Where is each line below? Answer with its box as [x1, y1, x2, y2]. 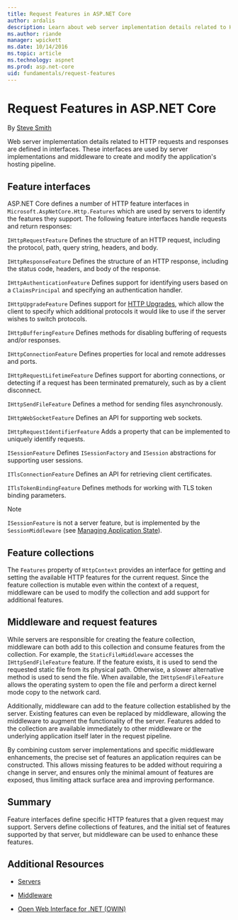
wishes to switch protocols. [7, 315, 87, 323]
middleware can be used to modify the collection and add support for [7, 588, 210, 597]
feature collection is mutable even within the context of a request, [7, 581, 199, 589]
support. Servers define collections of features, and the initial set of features [7, 822, 230, 831]
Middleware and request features [7, 616, 158, 628]
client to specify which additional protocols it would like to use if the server [7, 307, 226, 316]
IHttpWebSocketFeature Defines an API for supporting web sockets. [7, 414, 203, 422]
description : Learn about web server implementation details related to [7, 23, 227, 31]
